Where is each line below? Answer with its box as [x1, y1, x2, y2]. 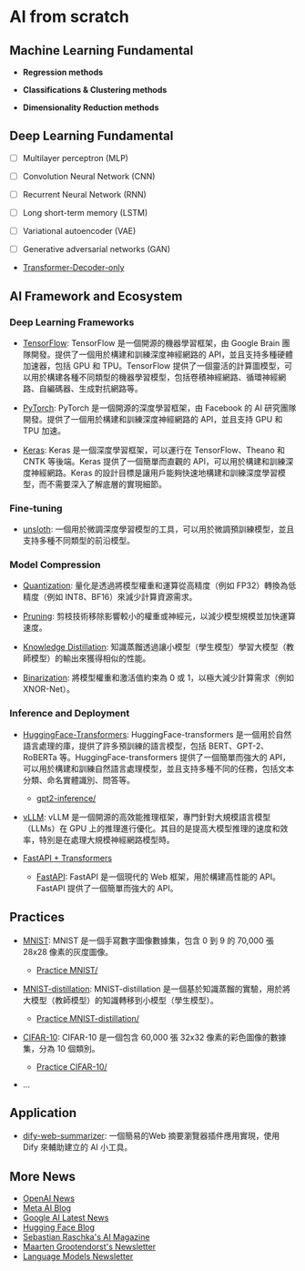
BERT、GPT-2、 [208, 740, 269, 751]
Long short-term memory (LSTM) [22, 208, 148, 218]
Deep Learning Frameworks [9, 316, 135, 329]
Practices [9, 910, 66, 925]
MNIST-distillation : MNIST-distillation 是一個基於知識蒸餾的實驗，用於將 [22, 983, 291, 994]
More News [9, 1168, 76, 1185]
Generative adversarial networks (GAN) [22, 244, 171, 255]
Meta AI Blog [22, 1203, 71, 1214]
